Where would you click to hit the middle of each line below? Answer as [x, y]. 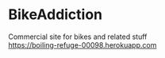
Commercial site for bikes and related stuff [78, 37]
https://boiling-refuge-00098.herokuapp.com [82, 44]
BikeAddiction [56, 15]
